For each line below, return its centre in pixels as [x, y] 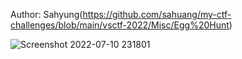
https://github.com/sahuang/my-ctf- [157, 14]
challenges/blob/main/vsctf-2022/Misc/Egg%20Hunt [120, 25]
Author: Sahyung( [46, 14]
